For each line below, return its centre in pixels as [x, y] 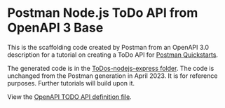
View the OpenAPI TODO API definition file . [69, 97]
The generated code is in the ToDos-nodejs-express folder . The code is [111, 68]
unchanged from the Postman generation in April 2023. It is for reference [112, 76]
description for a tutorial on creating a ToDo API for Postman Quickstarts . [113, 55]
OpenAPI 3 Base [55, 28]
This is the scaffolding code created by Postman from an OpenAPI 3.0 [108, 47]
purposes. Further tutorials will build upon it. [71, 83]
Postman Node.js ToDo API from [103, 13]
